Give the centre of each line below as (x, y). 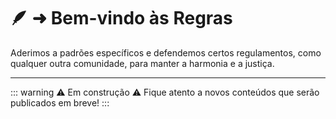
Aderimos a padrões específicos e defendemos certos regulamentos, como (166, 52)
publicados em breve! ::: (60, 102)
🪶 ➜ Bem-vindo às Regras (121, 18)
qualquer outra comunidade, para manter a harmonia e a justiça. (142, 63)
